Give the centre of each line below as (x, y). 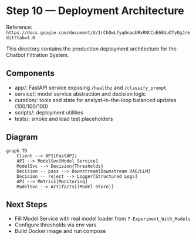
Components (30, 74)
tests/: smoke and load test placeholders (64, 119)
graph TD (17, 151)
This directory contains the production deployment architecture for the (92, 49)
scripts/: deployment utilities (49, 112)
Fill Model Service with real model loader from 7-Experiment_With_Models (102, 219)
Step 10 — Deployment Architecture (95, 11)
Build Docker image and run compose (60, 231)
